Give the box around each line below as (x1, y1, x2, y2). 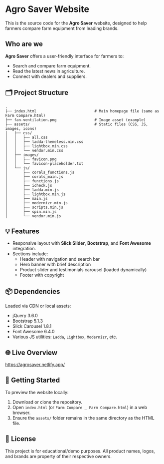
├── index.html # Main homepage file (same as (5, 108, 160, 113)
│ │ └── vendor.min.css (5, 148, 64, 153)
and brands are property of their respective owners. (5, 453, 112, 459)
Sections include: (12, 251, 48, 257)
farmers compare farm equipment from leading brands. (5, 25, 119, 31)
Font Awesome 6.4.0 (12, 329, 55, 335)
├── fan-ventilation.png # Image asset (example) (5, 117, 146, 122)
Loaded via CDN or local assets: (5, 303, 71, 309)
